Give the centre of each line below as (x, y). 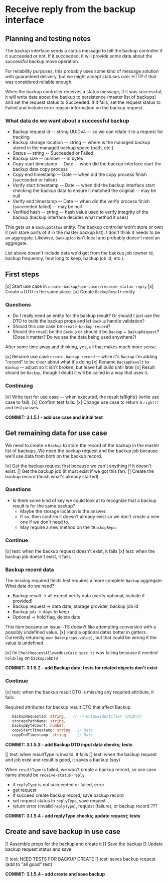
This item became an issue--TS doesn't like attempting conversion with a (81, 627)
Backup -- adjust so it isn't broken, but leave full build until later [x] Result (80, 367)
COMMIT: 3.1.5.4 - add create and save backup (55, 874)
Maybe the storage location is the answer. (63, 511)
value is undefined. (25, 643)
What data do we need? (30, 586)
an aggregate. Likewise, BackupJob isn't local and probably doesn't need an (83, 238)
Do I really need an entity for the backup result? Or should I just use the (86, 316)
